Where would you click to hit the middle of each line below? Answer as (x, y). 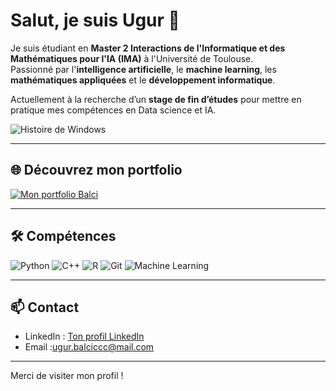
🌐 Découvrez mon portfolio (96, 170)
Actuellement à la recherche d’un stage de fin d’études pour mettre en (156, 99)
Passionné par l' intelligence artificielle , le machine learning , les (143, 69)
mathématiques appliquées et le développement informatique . (143, 80)
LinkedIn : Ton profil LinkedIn (84, 336)
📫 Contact (45, 307)
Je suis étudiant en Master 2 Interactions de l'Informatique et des (148, 48)
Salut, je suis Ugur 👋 (95, 20)
